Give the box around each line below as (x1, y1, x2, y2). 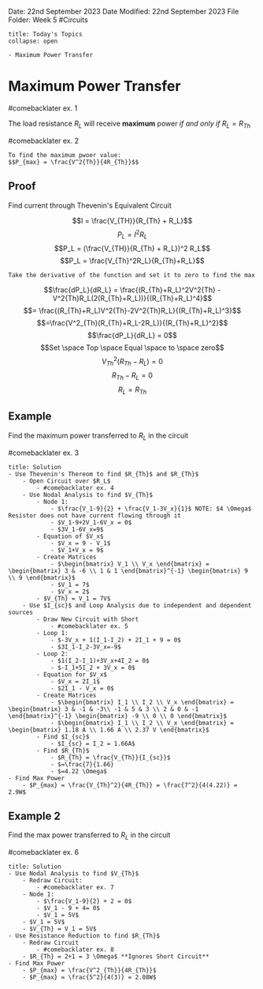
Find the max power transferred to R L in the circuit (8, 830, 171, 842)
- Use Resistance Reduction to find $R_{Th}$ (8, 932, 160, 940)
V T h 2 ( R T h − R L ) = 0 (101, 355, 164, 368)
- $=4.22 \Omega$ (50, 767, 108, 775)
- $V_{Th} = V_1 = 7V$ (36, 594, 111, 603)
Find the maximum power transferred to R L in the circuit (8, 431, 189, 442)
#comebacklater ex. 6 (8, 848, 80, 857)
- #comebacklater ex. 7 (36, 884, 114, 892)
